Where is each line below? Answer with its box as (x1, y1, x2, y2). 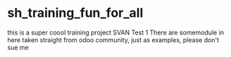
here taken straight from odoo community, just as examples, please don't (7, 35, 220, 44)
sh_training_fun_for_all (7, 5, 144, 21)
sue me (7, 43, 30, 51)
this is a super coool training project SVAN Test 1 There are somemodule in (7, 28, 224, 37)
